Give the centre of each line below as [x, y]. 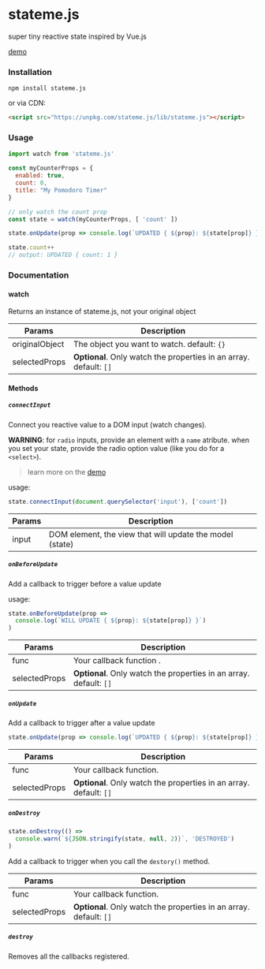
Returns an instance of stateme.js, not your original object [102, 311]
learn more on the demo [67, 471]
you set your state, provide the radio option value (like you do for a [116, 448]
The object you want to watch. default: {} [150, 345]
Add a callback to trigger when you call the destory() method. [109, 861]
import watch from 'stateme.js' [61, 154]
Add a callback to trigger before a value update [85, 583]
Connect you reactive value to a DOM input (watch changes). [108, 424]
